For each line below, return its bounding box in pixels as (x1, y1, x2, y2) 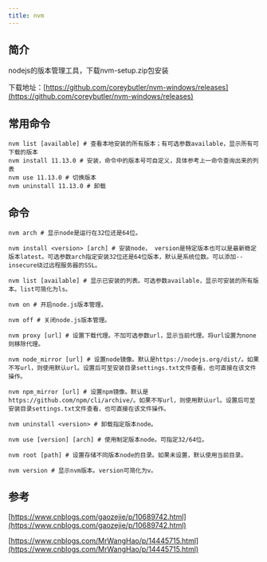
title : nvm (8, 11, 45, 20)
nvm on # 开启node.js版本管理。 (8, 301, 108, 309)
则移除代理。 (8, 340, 45, 348)
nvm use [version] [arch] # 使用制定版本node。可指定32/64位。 (8, 436, 209, 444)
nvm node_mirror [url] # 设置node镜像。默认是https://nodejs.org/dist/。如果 (8, 356, 260, 364)
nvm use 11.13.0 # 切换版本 (8, 174, 97, 182)
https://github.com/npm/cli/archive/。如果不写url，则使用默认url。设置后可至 (8, 396, 256, 405)
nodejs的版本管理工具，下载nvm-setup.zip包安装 (8, 65, 169, 76)
